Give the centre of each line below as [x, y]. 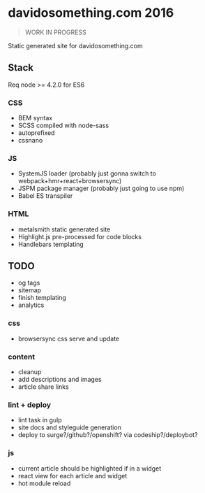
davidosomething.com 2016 [91, 13]
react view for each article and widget [73, 476]
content [22, 357]
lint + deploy [30, 405]
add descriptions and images [60, 380]
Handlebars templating [51, 244]
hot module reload [44, 483]
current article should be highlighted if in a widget [90, 468]
